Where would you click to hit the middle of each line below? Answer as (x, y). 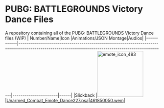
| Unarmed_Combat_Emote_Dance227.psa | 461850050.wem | (65, 100)
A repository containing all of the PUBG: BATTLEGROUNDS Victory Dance (80, 33)
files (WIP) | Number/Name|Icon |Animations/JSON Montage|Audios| (74, 38)
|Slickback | (85, 95)
